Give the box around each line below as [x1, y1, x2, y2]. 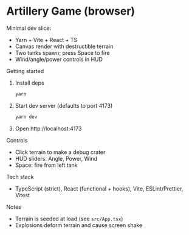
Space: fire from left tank [15, 161, 78, 169]
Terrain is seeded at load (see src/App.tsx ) [15, 215, 123, 222]
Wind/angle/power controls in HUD [15, 55, 103, 63]
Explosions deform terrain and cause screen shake [15, 221, 143, 229]
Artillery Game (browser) [6, 4, 136, 18]
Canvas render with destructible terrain [15, 43, 114, 50]
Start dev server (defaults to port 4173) [15, 102, 113, 109]
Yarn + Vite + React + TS [15, 36, 78, 43]
